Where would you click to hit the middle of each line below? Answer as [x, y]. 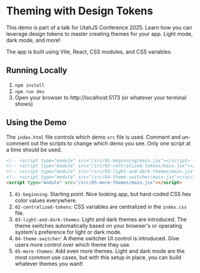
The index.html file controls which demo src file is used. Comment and [93, 137]
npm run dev [29, 91]
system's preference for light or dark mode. [68, 232]
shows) [24, 104]
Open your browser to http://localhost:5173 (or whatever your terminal [101, 97]
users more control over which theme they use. [73, 244]
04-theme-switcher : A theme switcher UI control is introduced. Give [97, 238]
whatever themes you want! [49, 263]
